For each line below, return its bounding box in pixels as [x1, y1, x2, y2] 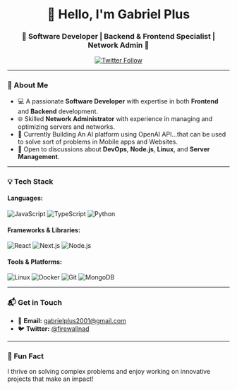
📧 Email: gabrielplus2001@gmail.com [17, 316, 127, 325]
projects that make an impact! [7, 375, 94, 383]
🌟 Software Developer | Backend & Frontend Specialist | [21, 32, 216, 42]
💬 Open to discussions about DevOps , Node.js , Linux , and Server [17, 144, 210, 153]
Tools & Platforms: [7, 257, 62, 266]
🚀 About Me [7, 80, 49, 90]
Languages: [7, 194, 44, 203]
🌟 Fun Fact [7, 351, 44, 361]
